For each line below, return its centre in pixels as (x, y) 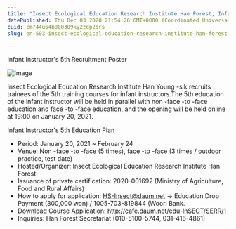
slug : (15, 33)
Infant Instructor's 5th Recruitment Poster (67, 60)
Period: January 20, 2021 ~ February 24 (75, 144)
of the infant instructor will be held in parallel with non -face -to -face (107, 102)
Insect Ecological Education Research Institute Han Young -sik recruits (109, 87)
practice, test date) (45, 159)
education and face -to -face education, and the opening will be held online (117, 109)
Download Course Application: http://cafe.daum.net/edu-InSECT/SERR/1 (122, 211)
